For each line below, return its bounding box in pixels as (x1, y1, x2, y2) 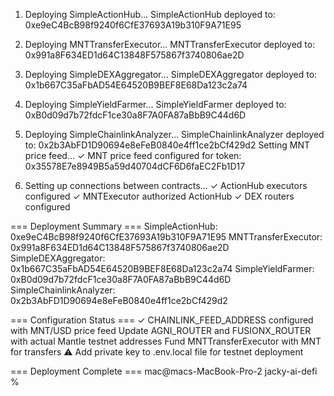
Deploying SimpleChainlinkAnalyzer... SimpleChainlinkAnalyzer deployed (24, 129, 325, 140)
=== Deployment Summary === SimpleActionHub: (10, 220, 218, 232)
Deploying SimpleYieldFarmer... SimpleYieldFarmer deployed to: (24, 99, 287, 110)
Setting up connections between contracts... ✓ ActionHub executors (24, 180, 308, 191)
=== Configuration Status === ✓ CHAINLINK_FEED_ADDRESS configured (10, 314, 314, 326)
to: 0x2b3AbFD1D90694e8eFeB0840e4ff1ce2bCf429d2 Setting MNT (24, 139, 311, 151)
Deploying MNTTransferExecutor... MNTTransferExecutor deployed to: (24, 39, 316, 50)
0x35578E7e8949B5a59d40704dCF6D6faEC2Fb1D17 (24, 160, 246, 172)
